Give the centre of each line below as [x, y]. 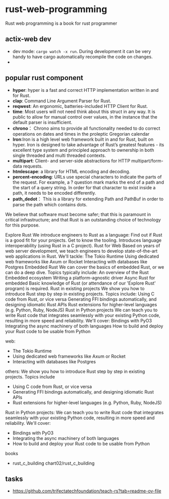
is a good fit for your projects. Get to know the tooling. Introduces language [83, 240]
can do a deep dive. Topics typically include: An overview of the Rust [77, 272]
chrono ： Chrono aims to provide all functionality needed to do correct [86, 128]
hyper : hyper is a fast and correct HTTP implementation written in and [86, 90]
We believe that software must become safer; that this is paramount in [78, 214]
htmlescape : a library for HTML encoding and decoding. [71, 171]
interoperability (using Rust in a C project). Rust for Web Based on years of [83, 245]
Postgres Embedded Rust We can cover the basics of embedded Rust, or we [85, 267]
